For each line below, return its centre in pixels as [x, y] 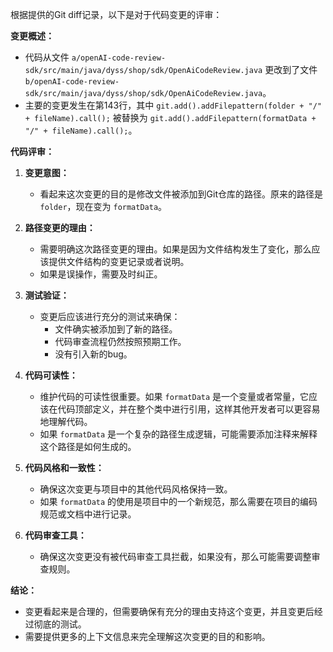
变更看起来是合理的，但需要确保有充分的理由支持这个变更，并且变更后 [169, 611]
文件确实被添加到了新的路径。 [116, 329]
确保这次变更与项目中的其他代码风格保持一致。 [136, 489]
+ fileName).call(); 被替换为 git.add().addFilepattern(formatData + [170, 117]
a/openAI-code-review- [119, 58]
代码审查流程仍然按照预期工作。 [120, 341]
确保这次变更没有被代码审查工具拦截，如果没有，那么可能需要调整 [175, 556]
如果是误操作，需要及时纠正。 [101, 274]
